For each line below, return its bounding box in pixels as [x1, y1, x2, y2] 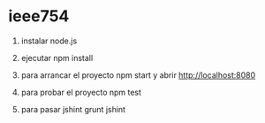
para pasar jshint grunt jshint [20, 104, 125, 114]
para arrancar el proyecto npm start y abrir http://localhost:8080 [20, 69, 256, 81]
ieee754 [8, 6, 70, 27]
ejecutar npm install [20, 52, 94, 63]
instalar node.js [20, 35, 78, 46]
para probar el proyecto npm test [20, 87, 142, 97]
